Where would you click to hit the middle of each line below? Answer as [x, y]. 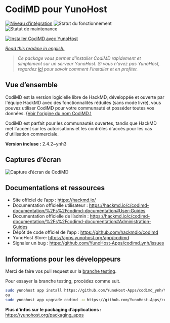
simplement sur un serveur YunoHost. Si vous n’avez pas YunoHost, [89, 63]
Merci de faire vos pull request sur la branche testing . [61, 271]
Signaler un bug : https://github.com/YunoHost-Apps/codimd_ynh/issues [88, 243]
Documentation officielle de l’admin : [51, 216]
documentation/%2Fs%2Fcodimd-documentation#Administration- [82, 222]
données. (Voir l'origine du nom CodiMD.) [49, 113]
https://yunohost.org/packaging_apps [45, 315]
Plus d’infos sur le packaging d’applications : [53, 309]
